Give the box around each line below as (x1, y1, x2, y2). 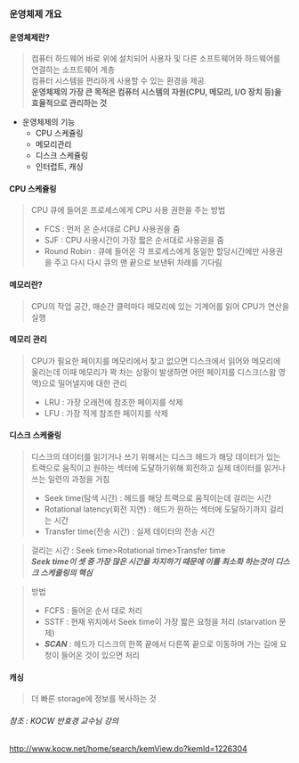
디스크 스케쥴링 (35, 150, 89, 161)
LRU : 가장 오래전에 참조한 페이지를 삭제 (44, 397, 183, 407)
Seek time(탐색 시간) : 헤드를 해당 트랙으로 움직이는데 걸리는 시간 (44, 492, 271, 503)
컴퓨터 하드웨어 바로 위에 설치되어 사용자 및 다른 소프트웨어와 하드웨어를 (30, 53, 281, 64)
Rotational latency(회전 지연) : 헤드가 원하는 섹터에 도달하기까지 (44, 504, 268, 514)
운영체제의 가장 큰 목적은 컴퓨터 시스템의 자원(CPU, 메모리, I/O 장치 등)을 (30, 86, 282, 97)
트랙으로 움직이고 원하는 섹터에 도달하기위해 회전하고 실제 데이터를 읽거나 (30, 462, 287, 473)
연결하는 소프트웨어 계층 (30, 64, 116, 75)
